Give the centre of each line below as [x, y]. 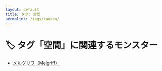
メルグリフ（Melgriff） [36, 63]
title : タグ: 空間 [23, 14]
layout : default [22, 10]
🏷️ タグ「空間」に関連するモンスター [82, 45]
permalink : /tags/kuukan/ [32, 19]
